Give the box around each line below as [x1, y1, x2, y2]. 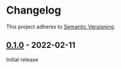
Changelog [6, 4, 61, 17]
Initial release [6, 56, 38, 63]
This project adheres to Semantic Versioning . [6, 23, 116, 30]
